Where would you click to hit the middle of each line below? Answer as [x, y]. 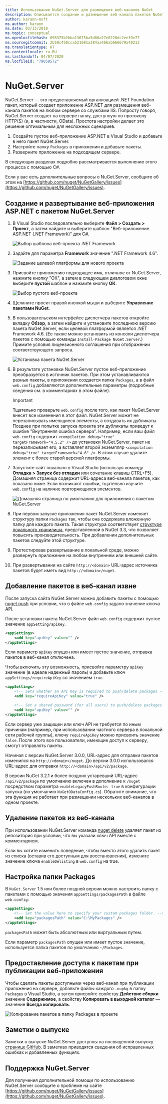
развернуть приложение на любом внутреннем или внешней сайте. [85, 555]
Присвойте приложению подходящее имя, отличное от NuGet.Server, [87, 273]
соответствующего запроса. [43, 350]
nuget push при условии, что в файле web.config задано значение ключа [82, 603]
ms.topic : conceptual [28, 33]
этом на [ [15, 182]
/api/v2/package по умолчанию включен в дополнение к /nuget [73, 781]
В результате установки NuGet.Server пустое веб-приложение [79, 369]
